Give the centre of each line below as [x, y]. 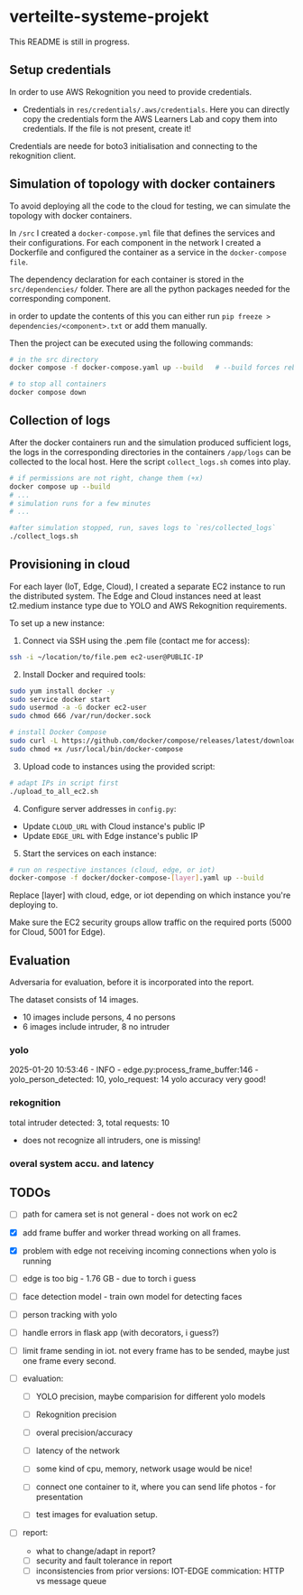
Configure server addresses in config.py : [99, 808]
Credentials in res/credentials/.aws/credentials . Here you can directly [156, 109]
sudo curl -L [34, 741]
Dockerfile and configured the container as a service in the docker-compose [148, 252]
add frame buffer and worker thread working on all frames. [132, 1232]
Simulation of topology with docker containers [142, 184]
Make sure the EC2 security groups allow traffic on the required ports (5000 [151, 922]
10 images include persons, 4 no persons [99, 1017]
